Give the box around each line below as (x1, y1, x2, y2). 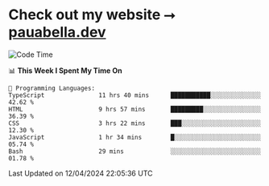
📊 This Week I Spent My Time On (8, 66, 122, 75)
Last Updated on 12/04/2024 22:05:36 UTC (8, 168, 153, 178)
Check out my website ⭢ (8, 6, 176, 24)
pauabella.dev (8, 23, 106, 42)
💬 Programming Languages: (8, 84, 95, 92)
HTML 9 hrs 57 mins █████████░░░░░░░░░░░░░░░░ (8, 105, 262, 113)
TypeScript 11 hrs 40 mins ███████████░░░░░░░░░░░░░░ (8, 91, 262, 99)
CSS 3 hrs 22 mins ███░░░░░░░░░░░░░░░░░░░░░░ (8, 119, 262, 127)
